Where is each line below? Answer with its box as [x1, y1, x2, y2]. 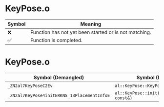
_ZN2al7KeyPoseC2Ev [7, 83, 53, 88]
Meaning [80, 21, 102, 27]
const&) [114, 95, 133, 101]
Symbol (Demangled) [33, 74, 84, 81]
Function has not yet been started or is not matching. [30, 29, 151, 36]
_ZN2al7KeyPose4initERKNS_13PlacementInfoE [7, 92, 110, 98]
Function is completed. [30, 37, 83, 43]
